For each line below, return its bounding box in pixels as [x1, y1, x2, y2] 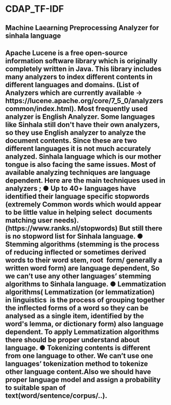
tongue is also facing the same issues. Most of [5, 160, 156, 169]
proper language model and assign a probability [5, 375, 161, 384]
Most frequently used [77, 104, 148, 113]
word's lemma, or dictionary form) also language [5, 319, 164, 328]
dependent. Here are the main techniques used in [5, 176, 166, 185]
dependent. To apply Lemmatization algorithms [5, 327, 159, 336]
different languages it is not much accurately [5, 144, 152, 153]
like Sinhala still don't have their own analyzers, [5, 120, 160, 129]
